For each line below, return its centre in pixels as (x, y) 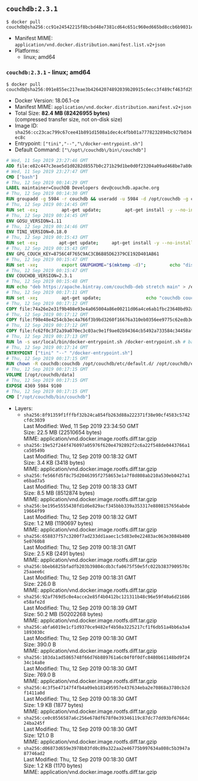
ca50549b (34, 451)
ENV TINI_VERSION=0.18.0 (37, 232)
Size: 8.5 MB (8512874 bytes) (59, 492)
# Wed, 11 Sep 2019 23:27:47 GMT (47, 171)
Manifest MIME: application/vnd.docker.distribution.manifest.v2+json (103, 107)
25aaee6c (34, 572)
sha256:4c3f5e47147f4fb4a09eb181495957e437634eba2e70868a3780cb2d (107, 688)
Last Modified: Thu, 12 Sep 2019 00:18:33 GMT (80, 487)
